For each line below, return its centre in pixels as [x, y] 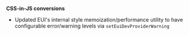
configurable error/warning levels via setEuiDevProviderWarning [92, 26]
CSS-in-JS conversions [35, 8]
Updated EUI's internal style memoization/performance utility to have [99, 20]
